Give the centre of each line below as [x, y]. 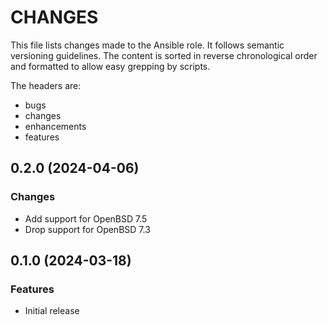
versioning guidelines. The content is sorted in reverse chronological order [164, 55]
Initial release [52, 311]
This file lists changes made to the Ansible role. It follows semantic [147, 45]
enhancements [55, 126]
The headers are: [46, 85]
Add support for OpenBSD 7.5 [86, 218]
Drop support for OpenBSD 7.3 [87, 229]
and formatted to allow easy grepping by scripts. [110, 66]
